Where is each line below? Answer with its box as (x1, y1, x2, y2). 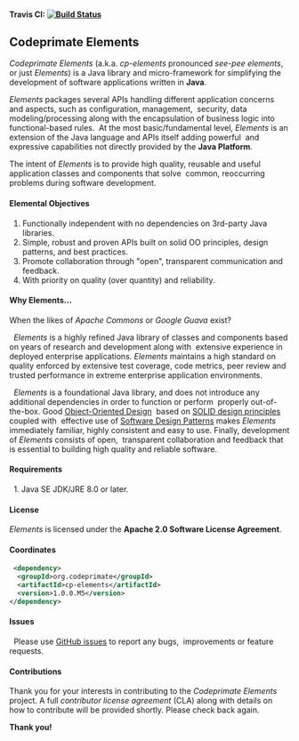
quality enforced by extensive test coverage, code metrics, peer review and (9, 360, 287, 371)
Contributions (9, 665, 62, 677)
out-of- (250, 396, 278, 407)
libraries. (21, 227, 55, 238)
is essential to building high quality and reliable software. (9, 443, 218, 455)
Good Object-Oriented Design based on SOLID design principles (42, 406, 281, 416)
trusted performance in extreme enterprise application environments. (9, 369, 263, 380)
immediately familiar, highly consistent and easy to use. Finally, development (9, 424, 290, 435)
